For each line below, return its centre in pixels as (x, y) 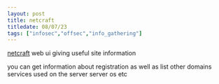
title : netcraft (31, 20)
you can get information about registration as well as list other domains (109, 66)
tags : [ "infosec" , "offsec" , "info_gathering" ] (75, 33)
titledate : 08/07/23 (37, 27)
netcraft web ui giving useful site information (72, 53)
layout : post (26, 14)
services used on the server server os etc (68, 74)
